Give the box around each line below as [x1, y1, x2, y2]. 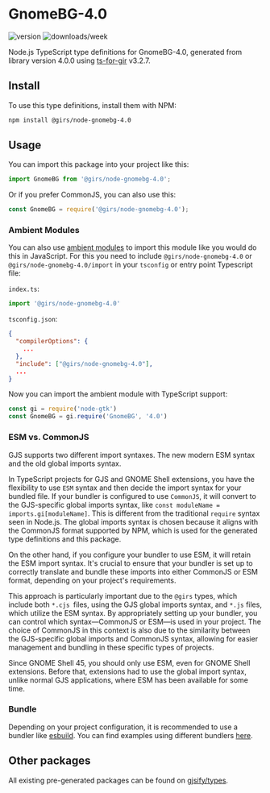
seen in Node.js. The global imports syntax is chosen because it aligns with [8, 517, 259, 526]
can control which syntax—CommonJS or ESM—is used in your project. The [8, 617, 262, 626]
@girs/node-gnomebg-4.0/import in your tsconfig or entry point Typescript [8, 259, 254, 270]
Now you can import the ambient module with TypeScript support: [8, 389, 228, 399]
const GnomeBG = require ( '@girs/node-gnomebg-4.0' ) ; [8, 206, 189, 214]
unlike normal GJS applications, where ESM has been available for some [8, 675, 248, 685]
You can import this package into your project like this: [8, 160, 189, 169]
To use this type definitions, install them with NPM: [8, 100, 177, 110]
